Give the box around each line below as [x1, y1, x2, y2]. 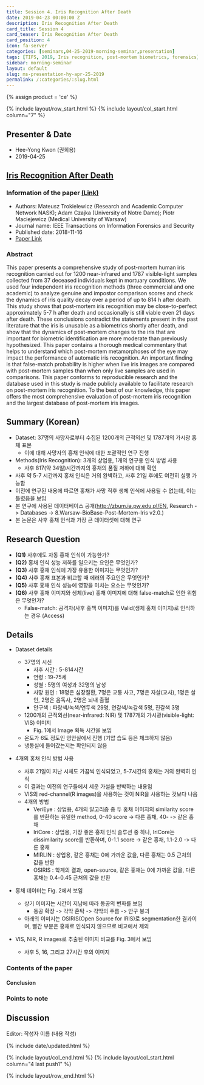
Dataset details [15, 646, 53, 653]
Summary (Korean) [6, 417, 80, 427]
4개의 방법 [24, 798, 50, 806]
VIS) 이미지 [24, 719, 52, 727]
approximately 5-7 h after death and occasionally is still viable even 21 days [6, 309, 195, 316]
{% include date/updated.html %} [6, 1042, 90, 1049]
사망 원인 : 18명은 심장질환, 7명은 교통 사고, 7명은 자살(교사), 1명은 [33, 689, 190, 696]
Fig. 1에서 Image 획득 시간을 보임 [33, 727, 112, 734]
